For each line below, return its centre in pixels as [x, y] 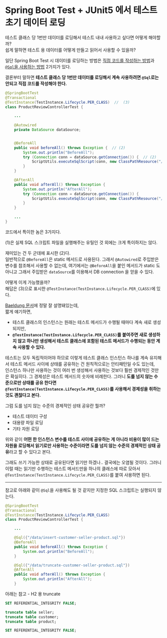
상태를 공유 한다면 [39, 382]
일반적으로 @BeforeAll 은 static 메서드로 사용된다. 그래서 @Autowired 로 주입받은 [82, 259]
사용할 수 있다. [31, 347]
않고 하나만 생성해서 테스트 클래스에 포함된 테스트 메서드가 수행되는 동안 [86, 341]
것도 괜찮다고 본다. [23, 395]
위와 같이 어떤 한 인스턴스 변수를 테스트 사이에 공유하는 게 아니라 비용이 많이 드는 [82, 439]
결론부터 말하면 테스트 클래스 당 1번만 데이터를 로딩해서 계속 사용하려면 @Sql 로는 [82, 77]
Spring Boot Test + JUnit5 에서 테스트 [81, 10]
